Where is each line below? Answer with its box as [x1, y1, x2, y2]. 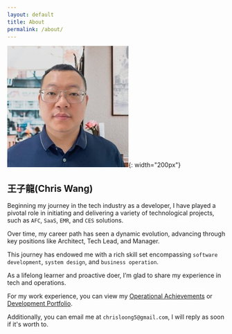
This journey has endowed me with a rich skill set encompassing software [7, 250, 218, 259]
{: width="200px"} [128, 161, 181, 169]
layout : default [7, 11, 54, 18]
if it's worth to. [7, 320, 48, 328]
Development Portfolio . [7, 299, 73, 308]
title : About [7, 18, 45, 26]
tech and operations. [7, 279, 66, 287]
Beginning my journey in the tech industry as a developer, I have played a [7, 202, 216, 210]
